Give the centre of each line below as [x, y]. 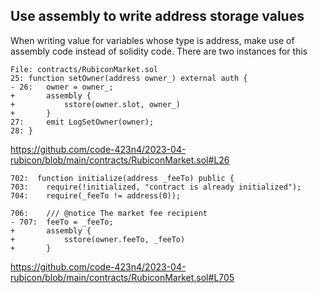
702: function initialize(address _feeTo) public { [122, 178]
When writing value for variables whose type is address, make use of [152, 40]
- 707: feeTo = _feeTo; [62, 222]
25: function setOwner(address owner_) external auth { [129, 78]
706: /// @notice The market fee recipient [109, 213]
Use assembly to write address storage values [157, 16]
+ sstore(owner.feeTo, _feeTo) [98, 239]
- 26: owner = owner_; [62, 87]
